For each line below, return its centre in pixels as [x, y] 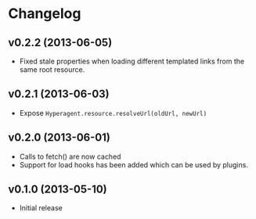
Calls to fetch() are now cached [70, 156]
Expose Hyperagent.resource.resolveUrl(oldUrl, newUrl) [113, 113]
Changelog [45, 14]
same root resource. [52, 70]
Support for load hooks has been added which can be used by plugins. [134, 164]
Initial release [41, 208]
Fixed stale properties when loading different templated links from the [132, 61]
